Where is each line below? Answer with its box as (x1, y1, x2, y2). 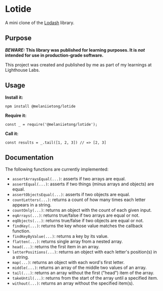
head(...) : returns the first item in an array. (12, 244, 100, 250)
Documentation (5, 153, 54, 162)
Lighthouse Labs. (5, 67, 40, 73)
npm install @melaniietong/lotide (5, 104, 76, 109)
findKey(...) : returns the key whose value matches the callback (12, 223, 143, 229)
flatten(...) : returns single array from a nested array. (12, 238, 123, 244)
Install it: (5, 94, 24, 100)
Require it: (5, 112, 27, 118)
